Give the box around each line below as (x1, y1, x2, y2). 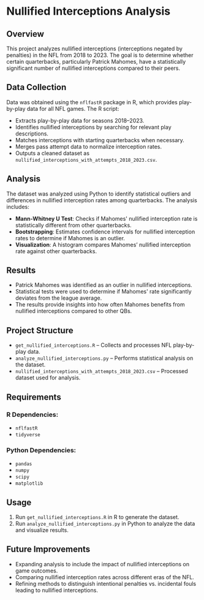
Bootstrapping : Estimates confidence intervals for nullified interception (15, 228, 195, 235)
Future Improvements (6, 544, 91, 555)
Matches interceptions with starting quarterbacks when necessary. (15, 136, 185, 143)
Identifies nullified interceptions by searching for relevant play (15, 123, 172, 131)
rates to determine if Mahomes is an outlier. (15, 234, 126, 241)
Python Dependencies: (6, 446, 77, 454)
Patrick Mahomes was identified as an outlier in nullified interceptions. (15, 281, 193, 289)
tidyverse (15, 431, 41, 438)
